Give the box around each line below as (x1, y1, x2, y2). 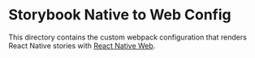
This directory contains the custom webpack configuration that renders (8, 32, 248, 42)
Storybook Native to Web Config (8, 6, 231, 24)
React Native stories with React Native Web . (8, 40, 156, 50)
